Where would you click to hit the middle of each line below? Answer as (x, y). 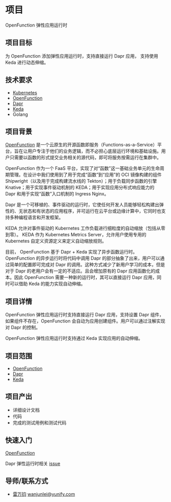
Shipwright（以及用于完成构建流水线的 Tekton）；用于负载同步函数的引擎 (81, 181)
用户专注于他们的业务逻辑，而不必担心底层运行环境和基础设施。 (94, 151)
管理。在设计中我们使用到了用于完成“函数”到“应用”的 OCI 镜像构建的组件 (85, 175)
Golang (20, 114)
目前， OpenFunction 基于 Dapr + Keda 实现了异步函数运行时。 (71, 252)
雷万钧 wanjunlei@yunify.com (44, 494)
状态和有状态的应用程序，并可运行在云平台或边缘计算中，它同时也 (92, 211)
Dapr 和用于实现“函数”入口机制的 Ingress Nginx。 (57, 194)
